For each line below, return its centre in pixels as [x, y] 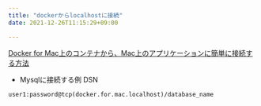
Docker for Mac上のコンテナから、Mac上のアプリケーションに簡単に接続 [127, 53]
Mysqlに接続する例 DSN [59, 79]
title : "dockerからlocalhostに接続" [66, 15]
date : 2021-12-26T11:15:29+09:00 [63, 23]
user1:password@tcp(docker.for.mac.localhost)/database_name [111, 94]
